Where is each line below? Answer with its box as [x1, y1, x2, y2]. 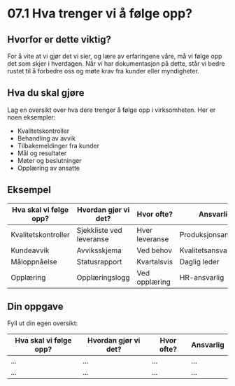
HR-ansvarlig [179, 272, 225, 282]
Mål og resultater [17, 149, 67, 157]
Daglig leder [179, 257, 220, 266]
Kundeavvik [10, 245, 50, 255]
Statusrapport [76, 257, 122, 266]
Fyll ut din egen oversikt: [7, 319, 78, 327]
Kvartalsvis [136, 257, 173, 266]
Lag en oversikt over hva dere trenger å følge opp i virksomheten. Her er [7, 106, 216, 114]
